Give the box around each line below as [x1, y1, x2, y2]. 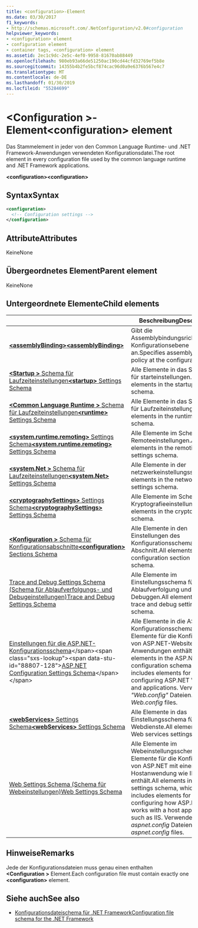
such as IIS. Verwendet [130, 813, 194, 821]
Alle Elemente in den [130, 524, 187, 532]
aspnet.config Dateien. [130, 821, 194, 829]
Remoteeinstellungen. [130, 436, 192, 445]
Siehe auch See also [6, 893, 80, 903]
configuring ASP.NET [130, 676, 190, 684]
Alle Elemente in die [130, 617, 186, 625]
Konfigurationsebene [130, 341, 190, 349]
